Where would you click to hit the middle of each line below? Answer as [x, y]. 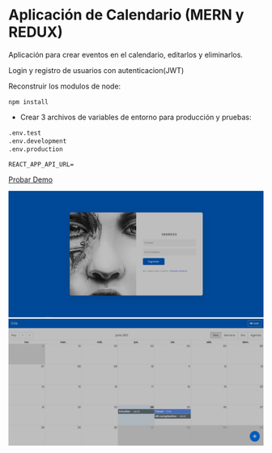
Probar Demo [31, 179]
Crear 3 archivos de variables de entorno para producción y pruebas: [136, 117]
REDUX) [36, 32]
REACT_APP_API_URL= [41, 164]
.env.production [36, 149]
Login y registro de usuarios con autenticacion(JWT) [96, 70]
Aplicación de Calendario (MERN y [126, 15]
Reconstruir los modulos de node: [65, 86]
